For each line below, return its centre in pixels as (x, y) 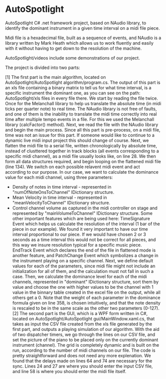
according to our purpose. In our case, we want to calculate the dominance (82, 172)
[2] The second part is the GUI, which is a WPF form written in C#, (80, 313)
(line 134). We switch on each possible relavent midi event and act (73, 167)
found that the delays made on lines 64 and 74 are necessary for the (82, 361)
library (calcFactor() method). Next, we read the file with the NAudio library (82, 125)
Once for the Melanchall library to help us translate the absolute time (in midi (83, 103)
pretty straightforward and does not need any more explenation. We (82, 355)
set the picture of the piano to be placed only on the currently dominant (85, 340)
